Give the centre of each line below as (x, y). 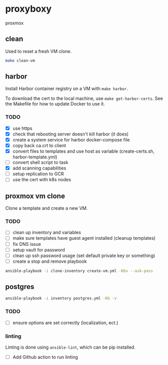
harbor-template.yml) (35, 157)
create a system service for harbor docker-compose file (71, 139)
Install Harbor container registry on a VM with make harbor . (67, 89)
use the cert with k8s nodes (42, 180)
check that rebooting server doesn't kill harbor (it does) (71, 134)
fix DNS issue (27, 244)
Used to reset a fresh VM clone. (39, 51)
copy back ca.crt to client (39, 145)
